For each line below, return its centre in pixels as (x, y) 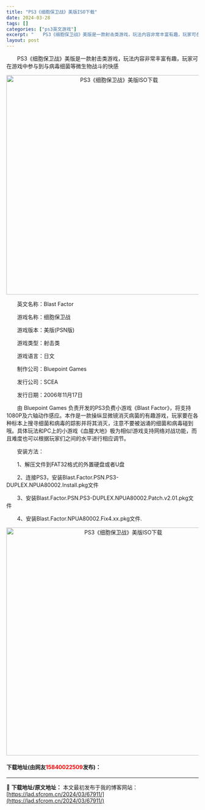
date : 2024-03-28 (28, 18)
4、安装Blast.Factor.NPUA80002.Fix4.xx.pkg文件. (79, 519)
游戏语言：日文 (36, 356)
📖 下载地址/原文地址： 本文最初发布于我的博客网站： (72, 787)
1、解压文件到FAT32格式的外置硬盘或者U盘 (71, 464)
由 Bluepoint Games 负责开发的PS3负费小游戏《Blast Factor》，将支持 (104, 408)
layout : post (23, 40)
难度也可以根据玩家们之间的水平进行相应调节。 (70, 438)
